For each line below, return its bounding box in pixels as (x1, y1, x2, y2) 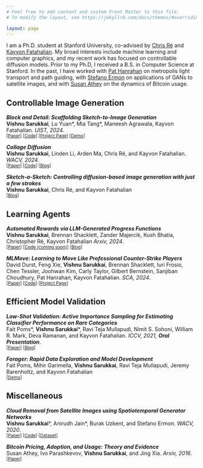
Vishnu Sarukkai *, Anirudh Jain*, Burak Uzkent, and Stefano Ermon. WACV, (6, 420, 195, 427)
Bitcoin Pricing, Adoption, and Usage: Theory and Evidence (6, 443, 159, 450)
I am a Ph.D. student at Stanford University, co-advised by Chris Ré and (6, 42, 184, 49)
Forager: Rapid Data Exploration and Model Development (6, 355, 153, 362)
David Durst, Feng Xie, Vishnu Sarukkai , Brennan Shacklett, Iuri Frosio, (6, 261, 184, 268)
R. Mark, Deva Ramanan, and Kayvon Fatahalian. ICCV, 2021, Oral (6, 332, 170, 339)
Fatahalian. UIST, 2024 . (6, 127, 65, 134)
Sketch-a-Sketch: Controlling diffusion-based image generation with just (6, 173, 195, 181)
